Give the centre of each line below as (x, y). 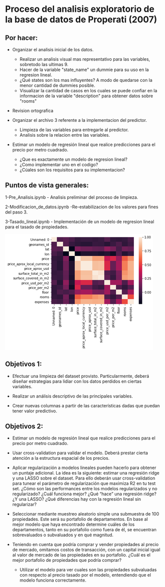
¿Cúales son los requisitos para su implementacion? (72, 170)
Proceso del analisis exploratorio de (80, 9)
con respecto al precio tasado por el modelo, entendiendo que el (85, 575)
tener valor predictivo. (35, 411)
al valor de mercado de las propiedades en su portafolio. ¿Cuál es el (81, 555)
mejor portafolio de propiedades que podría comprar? (67, 560)
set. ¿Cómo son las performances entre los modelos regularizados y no (85, 489)
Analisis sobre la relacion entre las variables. (65, 135)
